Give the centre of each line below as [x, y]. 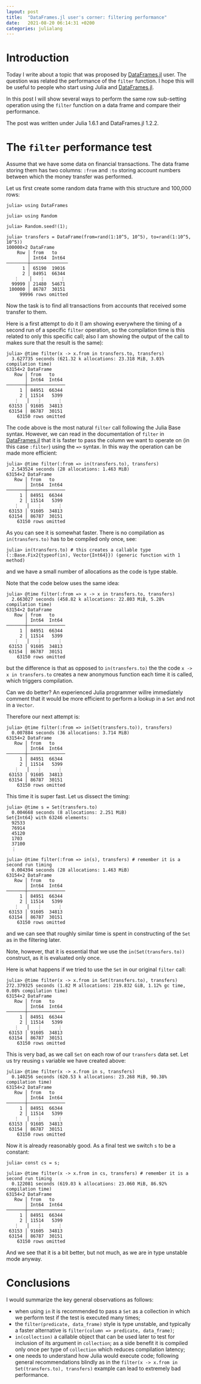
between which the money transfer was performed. [70, 177]
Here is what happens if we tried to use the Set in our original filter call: [96, 969]
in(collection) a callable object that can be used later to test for [95, 1337]
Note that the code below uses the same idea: [63, 583]
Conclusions [38, 1283]
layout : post [22, 12]
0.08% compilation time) [37, 991]
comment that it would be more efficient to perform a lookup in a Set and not [100, 699]
